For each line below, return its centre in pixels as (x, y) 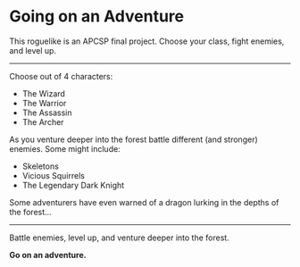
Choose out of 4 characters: (61, 76)
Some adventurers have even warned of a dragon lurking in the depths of (144, 202)
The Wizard (43, 93)
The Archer (43, 121)
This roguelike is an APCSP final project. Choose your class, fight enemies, (147, 41)
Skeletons (41, 166)
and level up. (33, 50)
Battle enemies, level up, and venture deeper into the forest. (119, 238)
